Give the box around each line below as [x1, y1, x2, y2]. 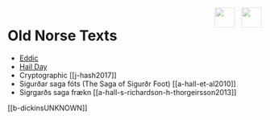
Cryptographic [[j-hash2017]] [19, 70, 118, 80]
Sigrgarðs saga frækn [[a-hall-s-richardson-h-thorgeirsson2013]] [19, 87, 237, 97]
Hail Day [19, 61, 48, 71]
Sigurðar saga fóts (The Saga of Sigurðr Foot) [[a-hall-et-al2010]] [19, 79, 237, 89]
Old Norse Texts [7, 27, 118, 45]
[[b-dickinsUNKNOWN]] [7, 103, 88, 113]
